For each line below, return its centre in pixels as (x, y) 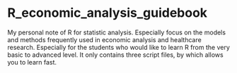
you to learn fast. (32, 62)
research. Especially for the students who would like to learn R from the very (118, 47)
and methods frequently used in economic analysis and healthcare (104, 39)
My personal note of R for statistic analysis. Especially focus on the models (117, 32)
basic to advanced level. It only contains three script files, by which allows (116, 55)
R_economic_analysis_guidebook (107, 13)
